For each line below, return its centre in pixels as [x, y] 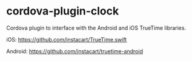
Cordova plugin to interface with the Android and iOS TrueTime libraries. [96, 28]
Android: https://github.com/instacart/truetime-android [75, 51]
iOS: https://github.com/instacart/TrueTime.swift [67, 39]
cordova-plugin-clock [63, 11]
